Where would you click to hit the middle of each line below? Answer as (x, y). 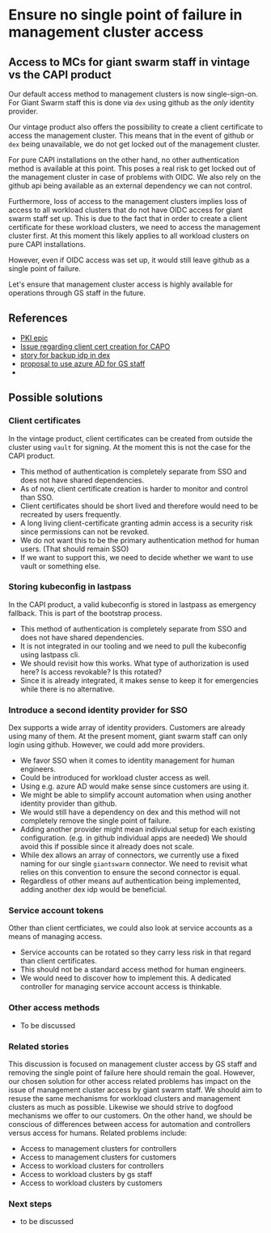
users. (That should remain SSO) (74, 549)
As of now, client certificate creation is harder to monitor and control (134, 488)
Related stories (39, 1046)
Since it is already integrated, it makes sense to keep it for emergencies (139, 680)
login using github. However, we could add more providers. (107, 745)
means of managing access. (55, 937)
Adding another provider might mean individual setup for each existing (138, 829)
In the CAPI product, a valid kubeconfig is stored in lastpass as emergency (132, 604)
